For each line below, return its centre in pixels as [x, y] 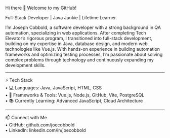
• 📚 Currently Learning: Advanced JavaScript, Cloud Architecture [74, 101]
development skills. [25, 65]
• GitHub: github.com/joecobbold [40, 125]
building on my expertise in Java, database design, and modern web [76, 44]
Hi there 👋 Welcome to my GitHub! [41, 8]
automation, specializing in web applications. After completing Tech [76, 33]
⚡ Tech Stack [19, 80]
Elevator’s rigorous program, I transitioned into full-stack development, [79, 38]
